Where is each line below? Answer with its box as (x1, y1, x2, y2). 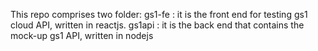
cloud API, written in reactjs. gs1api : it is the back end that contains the (10, 19, 305, 31)
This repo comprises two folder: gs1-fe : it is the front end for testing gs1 (10, 9, 308, 20)
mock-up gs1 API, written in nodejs (10, 30, 154, 41)
